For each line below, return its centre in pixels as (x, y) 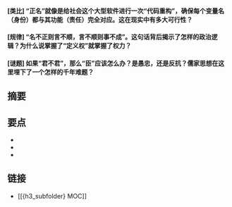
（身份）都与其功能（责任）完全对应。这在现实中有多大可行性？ (100, 19)
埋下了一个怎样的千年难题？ (53, 72)
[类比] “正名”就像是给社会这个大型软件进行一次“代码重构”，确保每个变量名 (116, 11)
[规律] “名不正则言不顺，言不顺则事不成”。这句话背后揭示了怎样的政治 (109, 37)
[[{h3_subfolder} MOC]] (52, 196)
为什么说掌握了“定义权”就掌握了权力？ (75, 46)
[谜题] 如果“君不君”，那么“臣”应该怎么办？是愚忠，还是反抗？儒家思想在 (113, 63)
